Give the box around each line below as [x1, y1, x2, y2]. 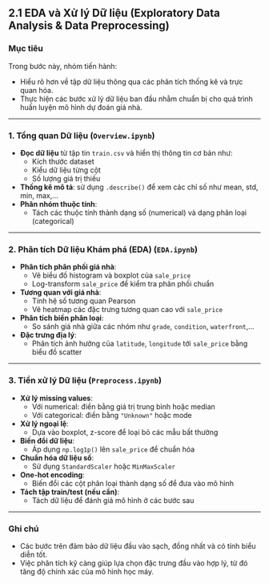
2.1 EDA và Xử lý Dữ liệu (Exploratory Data [8, 6, 220, 20]
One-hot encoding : [19, 469, 86, 480]
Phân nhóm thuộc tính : [19, 199, 98, 209]
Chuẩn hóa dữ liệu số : [19, 452, 94, 462]
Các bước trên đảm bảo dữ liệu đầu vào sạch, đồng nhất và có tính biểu [19, 541, 256, 550]
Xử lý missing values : [19, 393, 94, 403]
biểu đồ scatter [31, 347, 82, 357]
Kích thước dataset [31, 156, 94, 166]
